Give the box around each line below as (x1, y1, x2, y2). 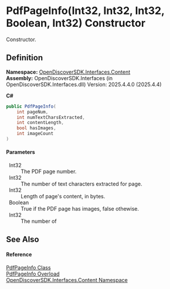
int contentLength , (16, 120, 64, 126)
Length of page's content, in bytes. (21, 193, 106, 200)
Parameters (6, 149, 35, 156)
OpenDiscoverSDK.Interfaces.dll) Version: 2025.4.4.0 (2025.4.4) (6, 81, 162, 88)
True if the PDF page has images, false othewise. (21, 205, 140, 212)
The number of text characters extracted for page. (21, 180, 142, 188)
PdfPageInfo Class (6, 264, 51, 271)
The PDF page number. (21, 168, 77, 175)
